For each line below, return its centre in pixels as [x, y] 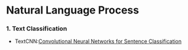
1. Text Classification [37, 29]
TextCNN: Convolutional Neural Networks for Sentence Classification [98, 41]
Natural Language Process [73, 10]
